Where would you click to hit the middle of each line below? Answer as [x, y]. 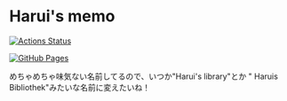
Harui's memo [62, 16]
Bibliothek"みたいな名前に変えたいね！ [80, 87]
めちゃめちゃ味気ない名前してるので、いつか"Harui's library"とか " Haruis [143, 76]
